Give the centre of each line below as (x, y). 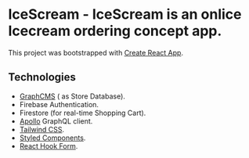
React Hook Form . (49, 145)
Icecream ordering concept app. (115, 31)
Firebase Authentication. (59, 104)
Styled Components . (52, 138)
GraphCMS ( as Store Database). (72, 96)
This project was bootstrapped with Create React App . (96, 52)
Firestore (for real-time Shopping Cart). (83, 113)
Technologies (42, 77)
